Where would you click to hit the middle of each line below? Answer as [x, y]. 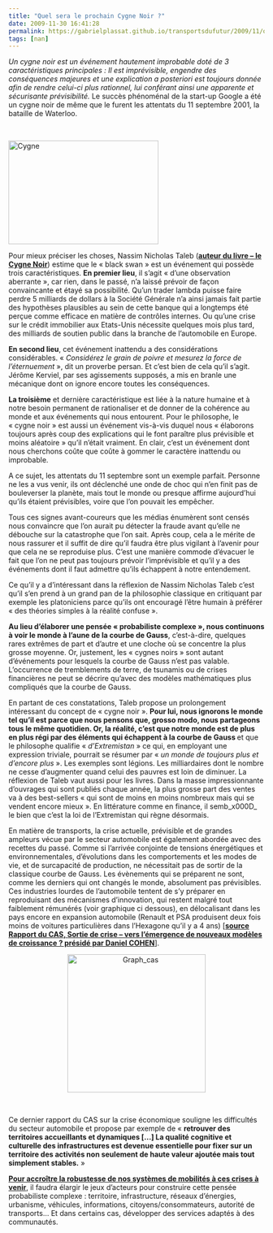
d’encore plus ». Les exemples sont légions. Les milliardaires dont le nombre [136, 763]
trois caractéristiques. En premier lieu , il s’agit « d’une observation [119, 273]
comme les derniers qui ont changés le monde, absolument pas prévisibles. [135, 883]
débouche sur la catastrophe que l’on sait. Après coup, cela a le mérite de [132, 535]
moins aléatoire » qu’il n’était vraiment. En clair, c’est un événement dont [129, 443]
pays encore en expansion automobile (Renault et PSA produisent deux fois [135, 917]
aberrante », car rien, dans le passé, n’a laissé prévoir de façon [114, 282]
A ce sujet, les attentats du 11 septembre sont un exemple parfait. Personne [134, 475]
